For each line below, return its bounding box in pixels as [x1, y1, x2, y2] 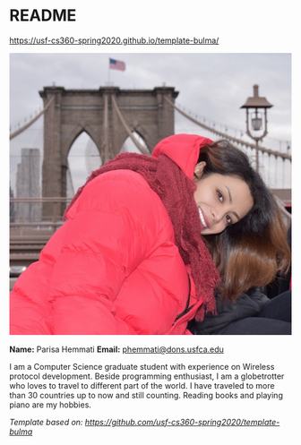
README [9, 5, 77, 26]
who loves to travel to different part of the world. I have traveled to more [9, 380, 275, 390]
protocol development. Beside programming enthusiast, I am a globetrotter [9, 371, 285, 381]
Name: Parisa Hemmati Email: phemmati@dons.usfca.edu [9, 344, 224, 355]
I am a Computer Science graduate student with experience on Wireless [9, 361, 275, 372]
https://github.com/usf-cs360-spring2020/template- [84, 416, 280, 427]
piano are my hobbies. [9, 399, 92, 410]
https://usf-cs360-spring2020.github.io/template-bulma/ [9, 35, 219, 46]
